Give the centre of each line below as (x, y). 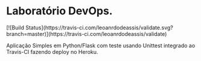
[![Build (15, 28)
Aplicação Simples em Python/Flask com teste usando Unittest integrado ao (101, 45)
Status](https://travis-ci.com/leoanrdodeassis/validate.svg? (99, 28)
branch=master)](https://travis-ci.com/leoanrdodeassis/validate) (87, 33)
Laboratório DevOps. (59, 11)
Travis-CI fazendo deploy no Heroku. (52, 51)
